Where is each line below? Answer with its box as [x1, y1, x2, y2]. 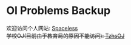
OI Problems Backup [6, 4, 111, 18]
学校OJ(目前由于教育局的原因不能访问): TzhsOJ [6, 32, 125, 40]
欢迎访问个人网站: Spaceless [6, 24, 78, 32]
